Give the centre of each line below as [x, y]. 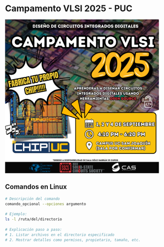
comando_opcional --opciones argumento [46, 204]
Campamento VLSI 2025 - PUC [69, 9]
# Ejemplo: [16, 214]
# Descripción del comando [32, 199]
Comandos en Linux [36, 187]
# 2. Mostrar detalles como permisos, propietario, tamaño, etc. [73, 240]
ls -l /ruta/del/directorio [34, 219]
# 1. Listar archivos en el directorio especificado [60, 235]
